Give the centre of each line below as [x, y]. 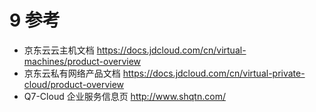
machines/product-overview [82, 61]
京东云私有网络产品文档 [72, 73]
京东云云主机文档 [59, 50]
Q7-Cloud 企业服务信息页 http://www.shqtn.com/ [124, 96]
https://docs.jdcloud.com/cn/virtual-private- [214, 73]
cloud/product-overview [74, 84]
